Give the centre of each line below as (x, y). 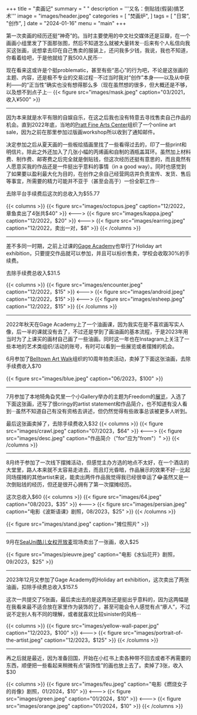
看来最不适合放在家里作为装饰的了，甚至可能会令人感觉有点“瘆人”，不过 (103, 607)
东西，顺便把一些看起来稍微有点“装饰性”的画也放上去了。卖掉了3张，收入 (95, 665)
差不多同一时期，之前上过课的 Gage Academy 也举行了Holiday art (84, 246)
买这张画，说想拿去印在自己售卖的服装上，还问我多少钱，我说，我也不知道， (98, 50)
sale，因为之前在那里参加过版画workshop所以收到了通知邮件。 (82, 132)
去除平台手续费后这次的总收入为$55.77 (53, 193)
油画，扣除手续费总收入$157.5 (42, 587)
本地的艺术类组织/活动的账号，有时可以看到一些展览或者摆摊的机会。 (94, 346)
